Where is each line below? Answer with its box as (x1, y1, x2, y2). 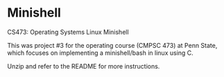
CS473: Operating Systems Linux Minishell (7, 28, 130, 36)
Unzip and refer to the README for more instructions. (7, 62, 160, 70)
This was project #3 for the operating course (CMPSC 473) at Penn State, (7, 41, 218, 49)
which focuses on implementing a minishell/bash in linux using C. (7, 49, 194, 57)
